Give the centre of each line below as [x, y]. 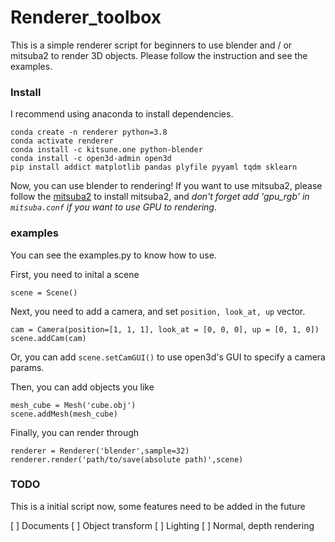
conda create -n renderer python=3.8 [89, 132]
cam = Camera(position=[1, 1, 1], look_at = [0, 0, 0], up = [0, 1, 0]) [165, 329]
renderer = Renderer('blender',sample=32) [100, 451]
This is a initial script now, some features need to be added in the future [158, 506]
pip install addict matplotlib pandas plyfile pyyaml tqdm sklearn [154, 167]
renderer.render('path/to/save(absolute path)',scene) [127, 459]
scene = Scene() [44, 292]
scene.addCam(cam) [48, 338]
